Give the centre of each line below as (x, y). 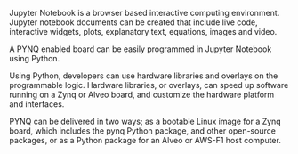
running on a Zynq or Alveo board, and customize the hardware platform (142, 94)
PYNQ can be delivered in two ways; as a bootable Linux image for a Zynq (145, 121)
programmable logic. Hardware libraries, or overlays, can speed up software (149, 85)
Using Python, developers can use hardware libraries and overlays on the (144, 76)
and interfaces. (37, 104)
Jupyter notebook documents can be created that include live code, (133, 22)
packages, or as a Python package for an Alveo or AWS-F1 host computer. (145, 140)
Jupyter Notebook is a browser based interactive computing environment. (145, 13)
